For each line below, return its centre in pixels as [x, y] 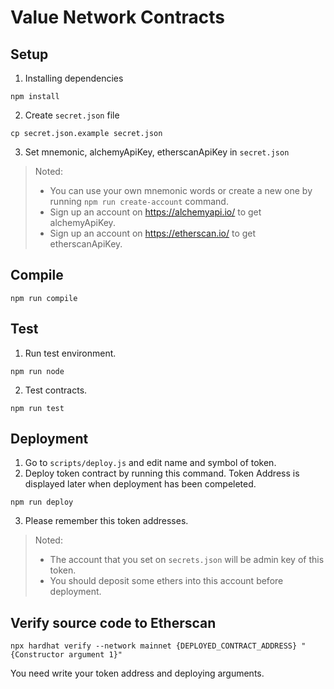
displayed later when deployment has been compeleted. [140, 484]
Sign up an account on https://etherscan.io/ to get [153, 233]
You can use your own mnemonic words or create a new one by [181, 190]
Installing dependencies [74, 78]
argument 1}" [95, 655]
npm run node [37, 371]
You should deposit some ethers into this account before [166, 581]
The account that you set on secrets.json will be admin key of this [187, 560]
